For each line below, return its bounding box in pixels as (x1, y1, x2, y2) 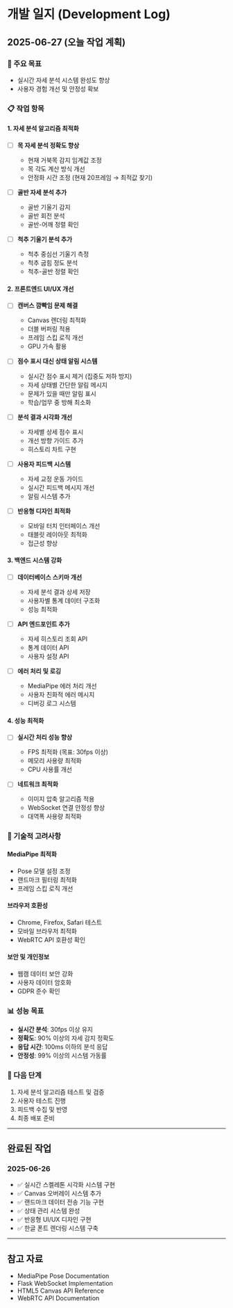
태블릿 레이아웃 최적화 (27, 530, 88, 539)
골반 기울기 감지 (27, 203, 71, 212)
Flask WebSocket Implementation (17, 1279, 113, 1288)
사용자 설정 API (27, 652, 69, 661)
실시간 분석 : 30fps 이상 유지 (17, 1026, 94, 1034)
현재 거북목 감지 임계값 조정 (27, 156, 102, 164)
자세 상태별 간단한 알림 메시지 (27, 381, 107, 389)
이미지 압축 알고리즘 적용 (27, 795, 95, 804)
